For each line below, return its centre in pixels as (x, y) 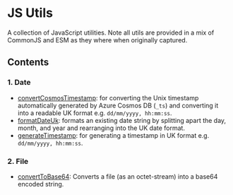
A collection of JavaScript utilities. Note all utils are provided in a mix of (111, 32)
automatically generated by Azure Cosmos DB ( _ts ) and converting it (118, 105)
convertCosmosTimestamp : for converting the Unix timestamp (108, 97)
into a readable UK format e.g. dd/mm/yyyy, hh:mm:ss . (95, 113)
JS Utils (30, 13)
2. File (18, 161)
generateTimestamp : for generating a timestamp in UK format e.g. (113, 135)
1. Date (19, 83)
